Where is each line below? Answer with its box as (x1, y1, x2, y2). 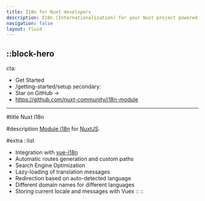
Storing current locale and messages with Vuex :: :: (15, 188, 144, 195)
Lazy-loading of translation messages (15, 168, 110, 175)
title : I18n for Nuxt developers (6, 9, 92, 15)
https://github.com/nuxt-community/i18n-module (15, 96, 138, 104)
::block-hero (6, 48, 55, 58)
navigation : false (6, 20, 53, 26)
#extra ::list (6, 137, 35, 144)
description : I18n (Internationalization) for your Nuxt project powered (6, 15, 198, 21)
